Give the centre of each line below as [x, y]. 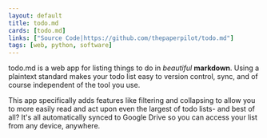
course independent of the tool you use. [74, 85]
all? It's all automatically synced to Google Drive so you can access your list [133, 117]
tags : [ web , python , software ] [60, 45]
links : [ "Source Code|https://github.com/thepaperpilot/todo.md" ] [121, 38]
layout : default [35, 16]
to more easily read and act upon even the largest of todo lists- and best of [132, 109]
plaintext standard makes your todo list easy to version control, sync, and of [133, 77]
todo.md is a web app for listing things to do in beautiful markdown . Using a [134, 68]
